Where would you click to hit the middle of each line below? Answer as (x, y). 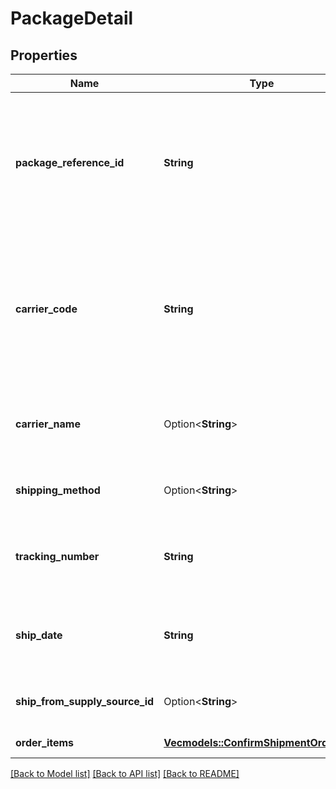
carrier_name (48, 424)
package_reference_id (70, 162)
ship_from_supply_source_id (85, 701)
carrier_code (46, 309)
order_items (45, 742)
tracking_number (57, 556)
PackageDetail (72, 18)
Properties (44, 55)
